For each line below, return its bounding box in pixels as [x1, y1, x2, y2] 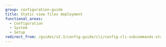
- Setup [9, 30, 26, 35]
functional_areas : [5, 16, 43, 21]
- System [9, 25, 28, 30]
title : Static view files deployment [5, 12, 83, 17]
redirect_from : [5, 35, 37, 40]
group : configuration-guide [5, 7, 63, 12]
